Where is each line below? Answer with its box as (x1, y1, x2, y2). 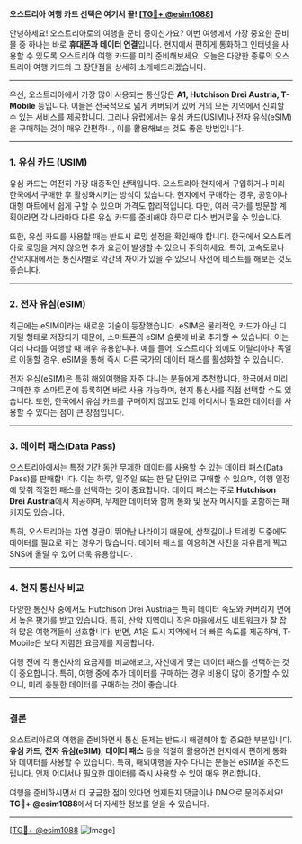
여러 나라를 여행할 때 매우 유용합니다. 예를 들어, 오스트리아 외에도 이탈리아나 (9, 342, 276, 354)
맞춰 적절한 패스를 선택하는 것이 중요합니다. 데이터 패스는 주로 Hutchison (18, 484, 277, 495)
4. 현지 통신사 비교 (9, 581, 84, 594)
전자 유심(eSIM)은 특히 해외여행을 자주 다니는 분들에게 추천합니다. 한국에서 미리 (9, 373, 289, 383)
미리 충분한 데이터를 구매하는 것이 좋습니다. (28, 679, 180, 690)
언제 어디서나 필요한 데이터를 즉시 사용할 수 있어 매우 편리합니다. (35, 768, 261, 779)
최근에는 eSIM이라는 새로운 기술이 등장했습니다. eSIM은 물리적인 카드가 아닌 (9, 319, 278, 331)
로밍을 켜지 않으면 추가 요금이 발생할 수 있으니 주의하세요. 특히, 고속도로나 (25, 242, 285, 253)
